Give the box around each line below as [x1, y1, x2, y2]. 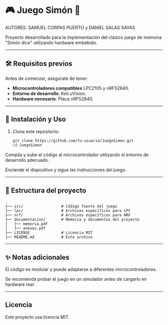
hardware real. [5, 281, 35, 287]
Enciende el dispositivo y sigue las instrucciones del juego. [5, 167, 126, 173]
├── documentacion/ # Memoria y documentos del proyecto [5, 217, 140, 222]
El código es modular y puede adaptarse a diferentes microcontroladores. [5, 266, 157, 272]
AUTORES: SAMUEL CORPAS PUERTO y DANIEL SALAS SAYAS [5, 24, 135, 31]
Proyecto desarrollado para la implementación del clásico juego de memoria [5, 34, 162, 40]
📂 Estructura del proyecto [5, 186, 86, 194]
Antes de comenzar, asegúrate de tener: [5, 75, 88, 81]
